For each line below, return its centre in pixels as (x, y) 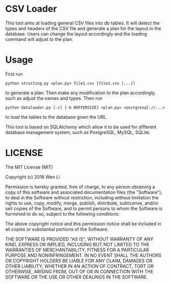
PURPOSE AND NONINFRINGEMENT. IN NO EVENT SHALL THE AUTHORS (83, 255)
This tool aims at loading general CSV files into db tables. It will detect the (82, 23)
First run (14, 74)
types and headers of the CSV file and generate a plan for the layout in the (83, 28)
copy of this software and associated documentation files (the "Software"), (84, 192)
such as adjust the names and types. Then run (54, 98)
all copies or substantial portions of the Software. (57, 229)
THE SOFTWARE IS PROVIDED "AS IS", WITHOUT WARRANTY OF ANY (79, 239)
